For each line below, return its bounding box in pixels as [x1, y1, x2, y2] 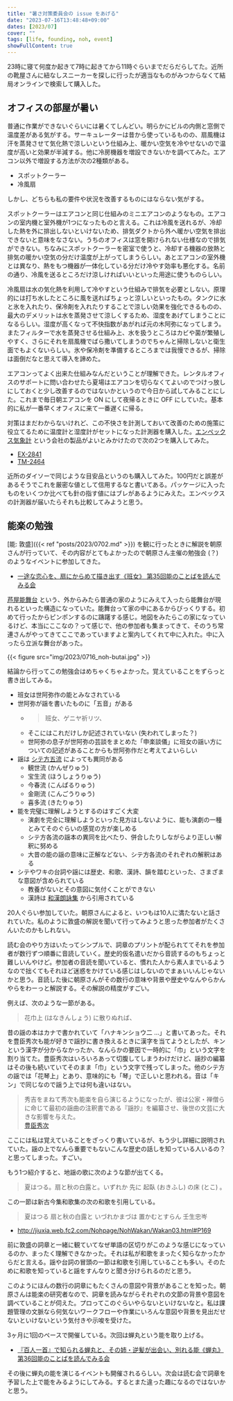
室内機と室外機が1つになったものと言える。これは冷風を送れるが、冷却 [19, 218, 222, 226]
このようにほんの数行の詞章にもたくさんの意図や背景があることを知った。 [7, 1281, 220, 1289]
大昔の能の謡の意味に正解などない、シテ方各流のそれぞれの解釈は [27, 850, 216, 859]
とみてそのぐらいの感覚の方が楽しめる [27, 824, 137, 832]
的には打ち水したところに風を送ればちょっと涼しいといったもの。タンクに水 [7, 293, 226, 302]
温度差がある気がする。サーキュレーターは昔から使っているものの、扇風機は [7, 130, 226, 139]
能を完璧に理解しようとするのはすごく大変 [17, 806, 139, 815]
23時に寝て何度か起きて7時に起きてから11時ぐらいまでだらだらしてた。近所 [7, 63, 224, 70]
